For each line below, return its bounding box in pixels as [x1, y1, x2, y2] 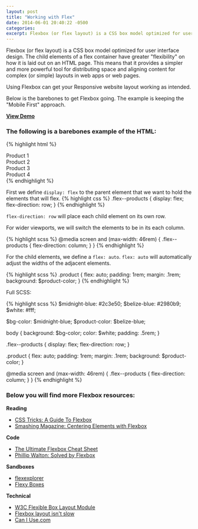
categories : [6, 25, 35, 31]
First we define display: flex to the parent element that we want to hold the [6, 189, 192, 196]
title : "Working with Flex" [6, 14, 75, 20]
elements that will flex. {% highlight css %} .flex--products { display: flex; [6, 195, 184, 202]
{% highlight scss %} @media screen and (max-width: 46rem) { [6, 236, 161, 243]
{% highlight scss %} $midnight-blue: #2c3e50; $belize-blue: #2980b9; [6, 300, 181, 307]
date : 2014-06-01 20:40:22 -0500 [6, 20, 88, 25]
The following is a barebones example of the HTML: [6, 128, 157, 136]
